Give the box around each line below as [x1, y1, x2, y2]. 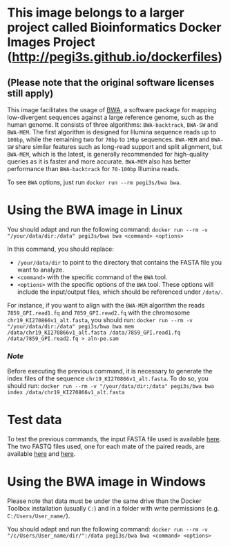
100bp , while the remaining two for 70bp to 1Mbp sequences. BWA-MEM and [7, 135, 210, 143]
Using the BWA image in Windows [7, 474, 206, 490]
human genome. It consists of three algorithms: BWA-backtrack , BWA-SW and [7, 121, 218, 129]
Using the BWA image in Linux [7, 202, 183, 218]
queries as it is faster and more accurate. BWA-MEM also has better [7, 157, 191, 166]
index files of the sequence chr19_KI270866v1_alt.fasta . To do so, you [7, 374, 209, 382]
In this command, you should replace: [7, 245, 114, 253]
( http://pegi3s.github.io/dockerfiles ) [7, 49, 223, 65]
